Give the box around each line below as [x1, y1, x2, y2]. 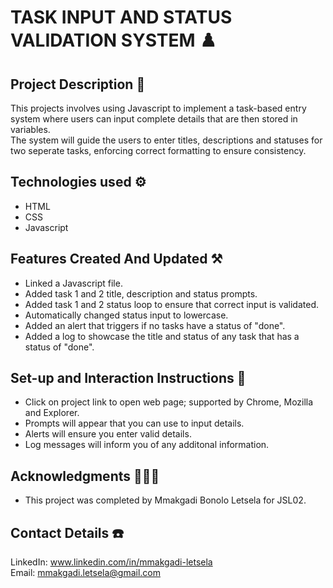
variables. [10, 124, 51, 135]
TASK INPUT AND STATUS [10, 6, 233, 29]
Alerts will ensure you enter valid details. [24, 428, 192, 440]
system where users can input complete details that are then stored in [10, 113, 298, 125]
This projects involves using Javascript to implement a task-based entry [10, 102, 307, 114]
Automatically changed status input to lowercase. [24, 309, 229, 321]
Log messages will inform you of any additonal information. [24, 439, 270, 451]
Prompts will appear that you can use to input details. [24, 417, 245, 430]
